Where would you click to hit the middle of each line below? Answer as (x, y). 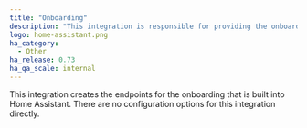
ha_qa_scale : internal (53, 69)
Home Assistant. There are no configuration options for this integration (143, 103)
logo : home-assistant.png (58, 34)
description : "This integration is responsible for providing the (138, 26)
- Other (32, 52)
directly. (25, 113)
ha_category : (34, 43)
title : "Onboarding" (49, 18)
